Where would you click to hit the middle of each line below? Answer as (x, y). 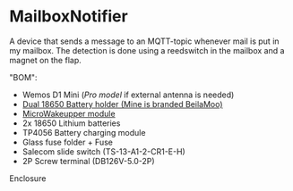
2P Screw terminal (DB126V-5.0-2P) (88, 161)
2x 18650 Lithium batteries (71, 123)
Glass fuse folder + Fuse (68, 142)
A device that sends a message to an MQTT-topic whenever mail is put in (144, 41)
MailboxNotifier (69, 17)
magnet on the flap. (46, 60)
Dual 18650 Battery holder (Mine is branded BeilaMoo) (122, 104)
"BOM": (23, 77)
